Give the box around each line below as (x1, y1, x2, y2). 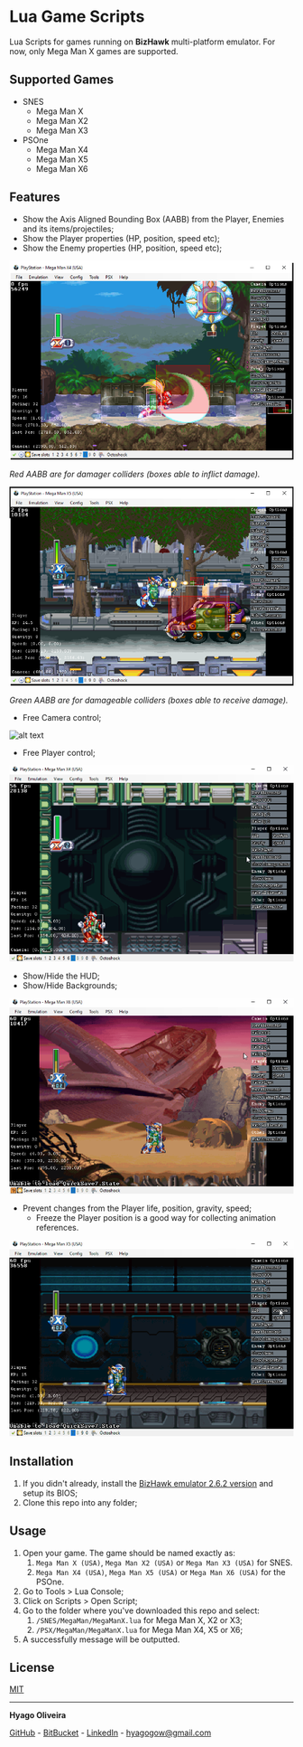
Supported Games (9, 72, 115, 88)
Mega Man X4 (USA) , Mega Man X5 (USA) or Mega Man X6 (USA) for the (35, 1566, 286, 1577)
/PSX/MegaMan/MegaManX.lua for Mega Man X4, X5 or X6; (35, 1624, 243, 1635)
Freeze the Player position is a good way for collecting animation (35, 1213, 277, 1223)
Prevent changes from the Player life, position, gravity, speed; (22, 1203, 252, 1213)
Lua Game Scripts (9, 6, 145, 27)
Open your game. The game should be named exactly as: (22, 1547, 236, 1558)
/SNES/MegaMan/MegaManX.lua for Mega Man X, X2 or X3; (35, 1614, 243, 1625)
